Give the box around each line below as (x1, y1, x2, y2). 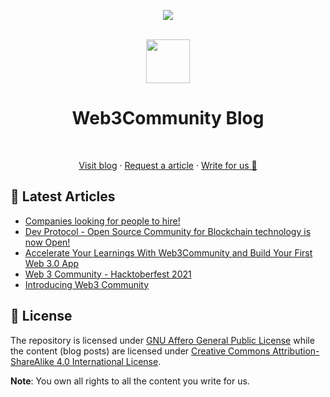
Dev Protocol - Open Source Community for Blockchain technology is (24, 225, 312, 237)
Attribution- (272, 345, 320, 357)
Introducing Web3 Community (24, 278, 150, 290)
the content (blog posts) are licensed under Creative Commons (10, 345, 271, 357)
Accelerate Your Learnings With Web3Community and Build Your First (24, 246, 313, 259)
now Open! (24, 236, 71, 248)
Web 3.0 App (24, 257, 80, 269)
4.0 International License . (56, 355, 162, 367)
